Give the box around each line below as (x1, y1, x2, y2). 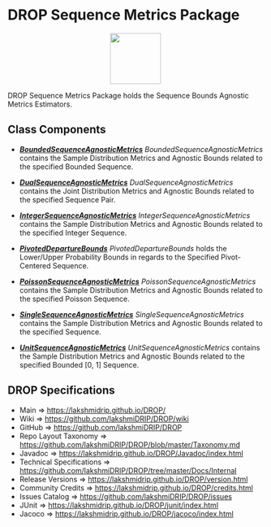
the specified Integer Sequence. (19, 228, 127, 237)
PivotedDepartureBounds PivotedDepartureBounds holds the (19, 243, 228, 253)
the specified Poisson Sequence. (19, 294, 131, 303)
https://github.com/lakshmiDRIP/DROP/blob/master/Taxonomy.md (19, 439, 241, 449)
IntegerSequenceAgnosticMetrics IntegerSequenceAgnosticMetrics (19, 210, 251, 220)
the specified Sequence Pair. (19, 194, 116, 204)
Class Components (7, 123, 106, 137)
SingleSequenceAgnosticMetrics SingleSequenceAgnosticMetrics (19, 309, 244, 319)
